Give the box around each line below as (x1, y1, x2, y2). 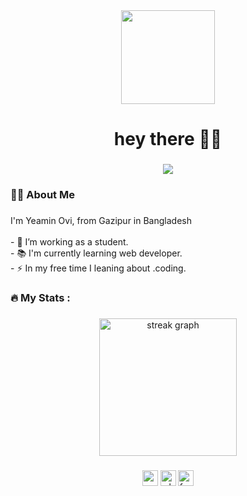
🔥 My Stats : (10, 290, 71, 304)
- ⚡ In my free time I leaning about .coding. (10, 262, 187, 274)
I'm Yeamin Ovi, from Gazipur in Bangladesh (10, 214, 192, 226)
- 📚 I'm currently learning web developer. (10, 247, 183, 259)
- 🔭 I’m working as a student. (10, 235, 129, 248)
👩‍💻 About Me (10, 188, 75, 202)
